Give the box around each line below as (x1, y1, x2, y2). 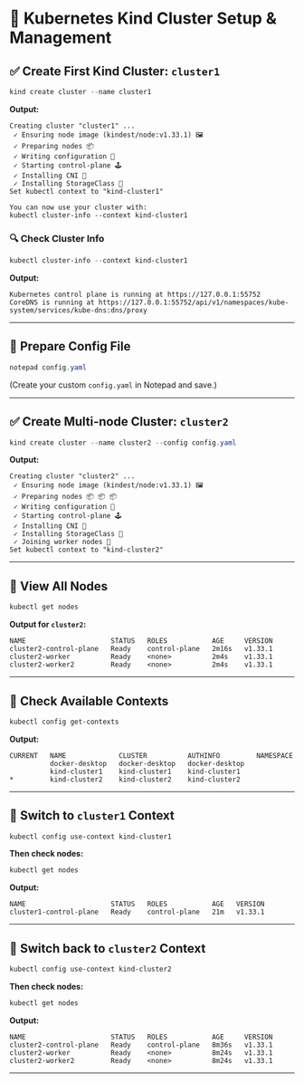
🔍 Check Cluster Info (9, 232, 105, 244)
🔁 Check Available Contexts (9, 693, 169, 709)
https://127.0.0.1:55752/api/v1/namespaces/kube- (98, 298, 290, 307)
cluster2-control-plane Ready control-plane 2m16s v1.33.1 (9, 645, 273, 654)
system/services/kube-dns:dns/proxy (9, 306, 147, 315)
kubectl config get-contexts (9, 717, 119, 726)
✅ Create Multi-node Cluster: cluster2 (9, 414, 229, 429)
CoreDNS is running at (9, 298, 95, 307)
